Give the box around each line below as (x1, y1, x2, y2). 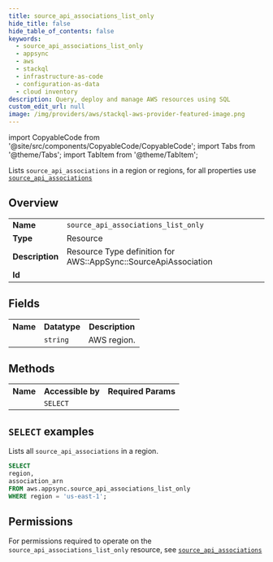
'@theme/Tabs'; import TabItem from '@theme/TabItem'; (8, 150, 198, 159)
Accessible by (43, 386, 100, 397)
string (43, 335, 69, 344)
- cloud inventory (15, 87, 79, 96)
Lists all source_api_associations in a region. (8, 447, 158, 456)
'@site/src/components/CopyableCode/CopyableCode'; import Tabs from (8, 142, 256, 150)
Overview (8, 196, 59, 210)
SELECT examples (8, 425, 95, 438)
